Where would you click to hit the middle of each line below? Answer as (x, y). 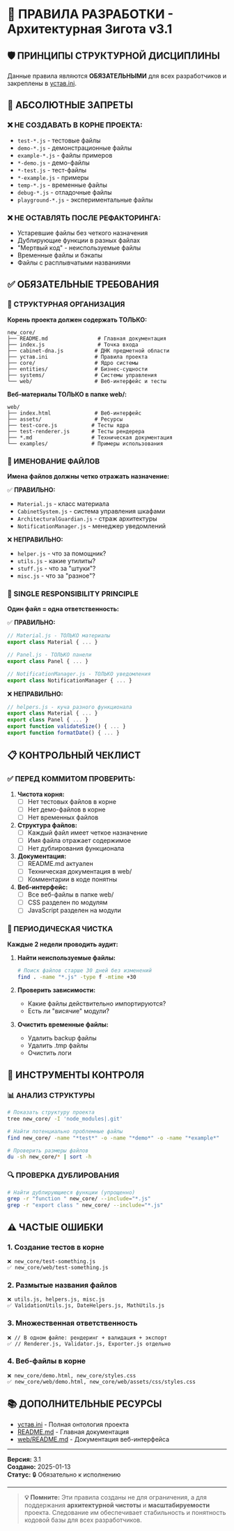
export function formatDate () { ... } (63, 733)
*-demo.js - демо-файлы (53, 163)
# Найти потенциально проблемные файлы (65, 1131)
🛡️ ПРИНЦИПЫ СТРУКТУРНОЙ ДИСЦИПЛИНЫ (114, 55)
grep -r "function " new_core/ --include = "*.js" (79, 1199)
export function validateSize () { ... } (67, 726)
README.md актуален (60, 863)
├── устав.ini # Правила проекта (78, 357)
